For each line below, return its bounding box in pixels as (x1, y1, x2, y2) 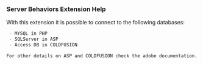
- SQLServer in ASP (9, 36, 59, 43)
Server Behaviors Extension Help (6, 5, 106, 13)
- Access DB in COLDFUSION (9, 42, 78, 48)
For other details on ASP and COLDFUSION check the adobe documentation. (6, 52, 198, 59)
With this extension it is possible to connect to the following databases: (6, 19, 185, 26)
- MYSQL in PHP (9, 30, 48, 37)
